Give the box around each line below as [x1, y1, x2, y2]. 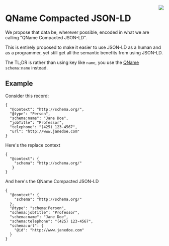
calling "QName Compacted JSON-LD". [5, 34, 87, 40]
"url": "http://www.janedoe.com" [10, 129, 80, 134]
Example [5, 79, 33, 88]
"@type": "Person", [10, 111, 51, 116]
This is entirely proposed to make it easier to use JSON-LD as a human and [5, 44, 161, 50]
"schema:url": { [10, 223, 44, 228]
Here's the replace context [5, 142, 60, 148]
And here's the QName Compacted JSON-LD [5, 178, 99, 184]
